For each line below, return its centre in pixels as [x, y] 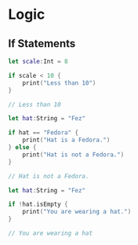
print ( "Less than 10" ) [59, 83]
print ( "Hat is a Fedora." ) [66, 140]
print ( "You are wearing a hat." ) [77, 212]
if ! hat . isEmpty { [38, 205]
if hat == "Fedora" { [44, 133]
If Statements [42, 44]
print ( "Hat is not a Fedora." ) [73, 155]
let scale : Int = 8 [38, 61]
